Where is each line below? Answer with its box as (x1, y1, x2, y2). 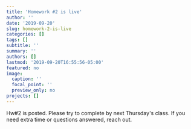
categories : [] (6, 31, 45, 37)
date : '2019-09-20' (6, 20, 56, 26)
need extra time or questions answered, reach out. (6, 116, 132, 123)
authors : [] (6, 54, 36, 60)
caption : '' (11, 76, 42, 82)
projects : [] (6, 93, 39, 99)
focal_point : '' (11, 82, 53, 88)
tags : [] (6, 37, 28, 43)
